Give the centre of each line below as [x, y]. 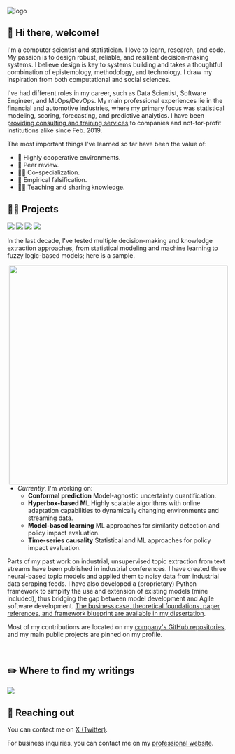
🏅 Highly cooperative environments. [69, 157]
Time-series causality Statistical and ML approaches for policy [119, 540]
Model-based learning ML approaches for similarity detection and [124, 525]
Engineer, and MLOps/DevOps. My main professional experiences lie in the [115, 100]
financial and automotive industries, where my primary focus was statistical [116, 108]
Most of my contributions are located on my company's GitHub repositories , [117, 626]
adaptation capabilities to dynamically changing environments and [123, 510]
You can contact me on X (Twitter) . [58, 729]
